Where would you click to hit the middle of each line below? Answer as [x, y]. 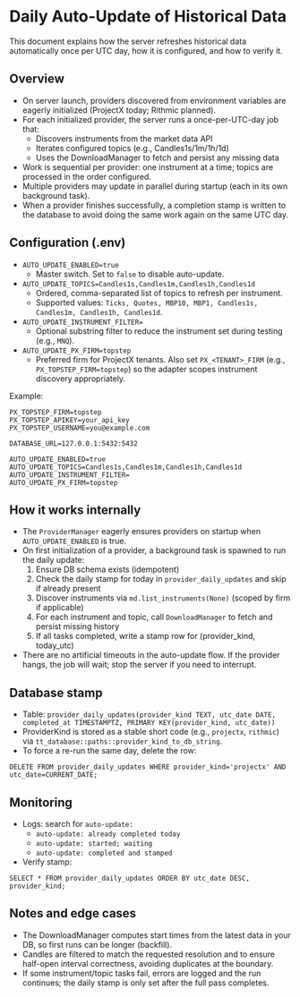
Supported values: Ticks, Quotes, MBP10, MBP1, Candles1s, [146, 303]
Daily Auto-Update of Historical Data [148, 17]
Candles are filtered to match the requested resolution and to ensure [149, 954]
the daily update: [53, 560]
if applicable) [60, 608]
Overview [37, 79]
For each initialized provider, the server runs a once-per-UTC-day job [150, 119]
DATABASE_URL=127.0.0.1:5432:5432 [74, 443]
